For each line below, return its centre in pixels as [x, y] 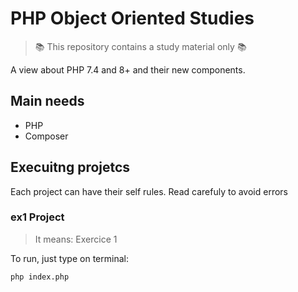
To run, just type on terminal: [69, 258]
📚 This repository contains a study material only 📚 [140, 46]
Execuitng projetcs [70, 167]
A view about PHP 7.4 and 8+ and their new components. [128, 69]
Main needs [47, 101]
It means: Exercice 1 [76, 239]
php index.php [40, 277]
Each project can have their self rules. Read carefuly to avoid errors [149, 191]
